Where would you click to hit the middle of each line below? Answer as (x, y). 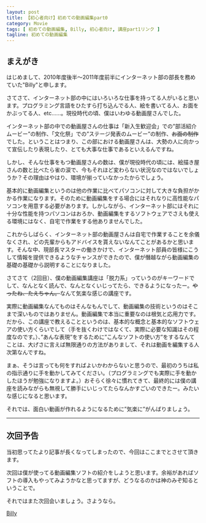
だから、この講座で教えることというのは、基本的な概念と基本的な (90, 321)
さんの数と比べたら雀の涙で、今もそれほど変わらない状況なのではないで (97, 170)
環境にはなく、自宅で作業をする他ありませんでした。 (78, 221)
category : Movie (27, 23)
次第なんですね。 (28, 352)
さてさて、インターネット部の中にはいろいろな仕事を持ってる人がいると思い (103, 97)
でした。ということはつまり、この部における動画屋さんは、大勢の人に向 (97, 141)
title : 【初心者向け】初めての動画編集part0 (57, 18)
